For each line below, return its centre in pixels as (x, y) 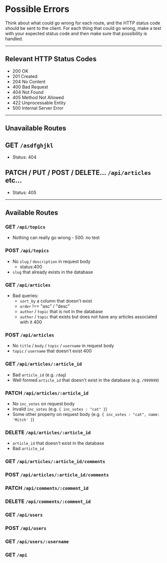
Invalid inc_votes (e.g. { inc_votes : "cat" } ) (60, 409)
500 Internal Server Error (38, 108)
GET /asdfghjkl (29, 145)
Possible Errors (37, 9)
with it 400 (31, 322)
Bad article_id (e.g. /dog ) (39, 375)
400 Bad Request (30, 87)
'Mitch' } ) (23, 419)
